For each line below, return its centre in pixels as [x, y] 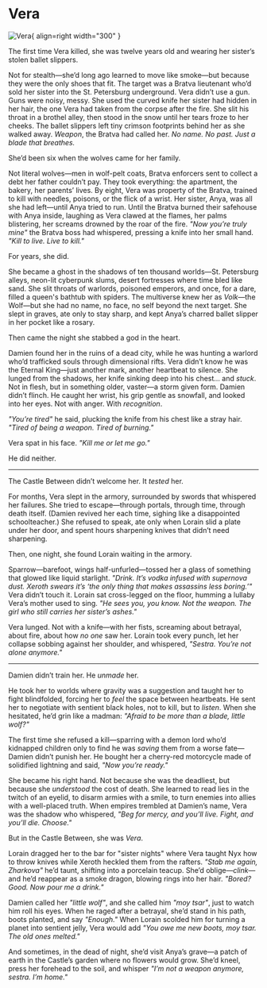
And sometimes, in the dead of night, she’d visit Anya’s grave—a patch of [128, 951]
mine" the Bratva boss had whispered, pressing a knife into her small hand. [131, 232]
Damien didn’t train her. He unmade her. [74, 675]
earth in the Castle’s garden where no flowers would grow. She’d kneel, [124, 960]
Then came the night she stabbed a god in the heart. [94, 338]
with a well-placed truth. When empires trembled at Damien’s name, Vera [128, 805]
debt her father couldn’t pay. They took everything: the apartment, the [123, 181]
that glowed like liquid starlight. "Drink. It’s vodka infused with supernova [128, 577]
